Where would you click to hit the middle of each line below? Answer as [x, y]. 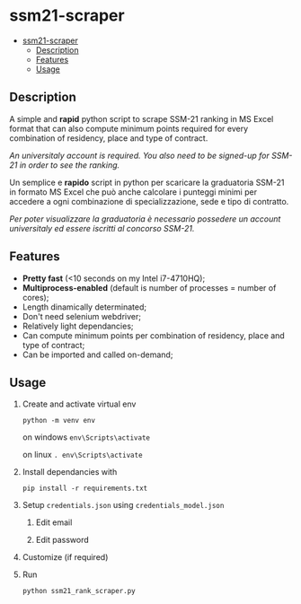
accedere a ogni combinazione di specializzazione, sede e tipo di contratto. [149, 201]
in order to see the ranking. [70, 165]
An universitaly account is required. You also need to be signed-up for [139, 155]
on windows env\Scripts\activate [86, 437]
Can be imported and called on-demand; [97, 355]
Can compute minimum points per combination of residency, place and [153, 335]
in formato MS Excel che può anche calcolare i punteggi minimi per [133, 192]
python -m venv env [59, 421]
